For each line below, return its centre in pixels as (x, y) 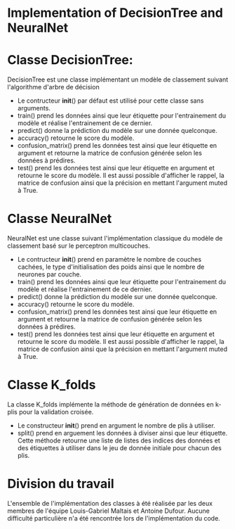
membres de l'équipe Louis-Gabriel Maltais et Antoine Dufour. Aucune (109, 511)
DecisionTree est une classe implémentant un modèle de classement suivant (118, 79)
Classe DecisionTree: (70, 60)
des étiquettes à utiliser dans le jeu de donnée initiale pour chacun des (120, 448)
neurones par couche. (49, 274)
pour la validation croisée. (56, 412)
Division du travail (61, 484)
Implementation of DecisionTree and (115, 13)
